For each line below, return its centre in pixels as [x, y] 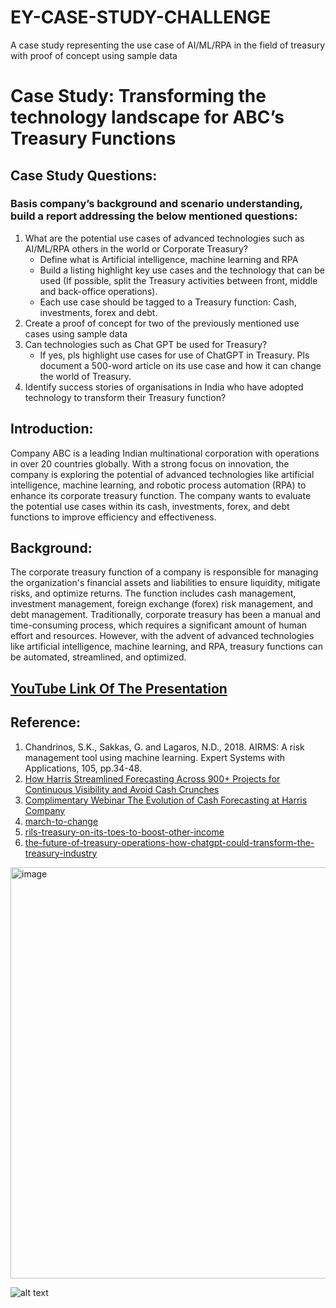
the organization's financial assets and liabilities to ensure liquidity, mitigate [165, 583]
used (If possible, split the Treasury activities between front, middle [178, 280]
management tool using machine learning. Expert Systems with [155, 757]
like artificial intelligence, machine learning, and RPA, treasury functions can [166, 647]
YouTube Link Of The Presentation [119, 688]
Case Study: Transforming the [138, 96]
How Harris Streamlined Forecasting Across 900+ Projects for [152, 778]
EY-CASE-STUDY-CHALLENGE [141, 17]
